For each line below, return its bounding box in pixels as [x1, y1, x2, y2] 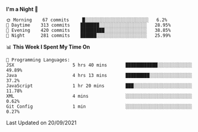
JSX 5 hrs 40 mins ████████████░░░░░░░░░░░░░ [6, 62, 193, 68]
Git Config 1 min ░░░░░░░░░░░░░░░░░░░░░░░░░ [6, 104, 193, 110]
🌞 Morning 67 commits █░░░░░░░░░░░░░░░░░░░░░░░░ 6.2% [6, 17, 168, 23]
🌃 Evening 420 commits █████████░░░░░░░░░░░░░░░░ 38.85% [6, 27, 171, 33]
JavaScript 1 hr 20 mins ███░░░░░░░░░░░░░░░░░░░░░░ [6, 83, 193, 89]
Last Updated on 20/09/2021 [6, 119, 77, 126]
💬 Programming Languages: [6, 57, 70, 63]
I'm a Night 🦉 [6, 6, 39, 12]
